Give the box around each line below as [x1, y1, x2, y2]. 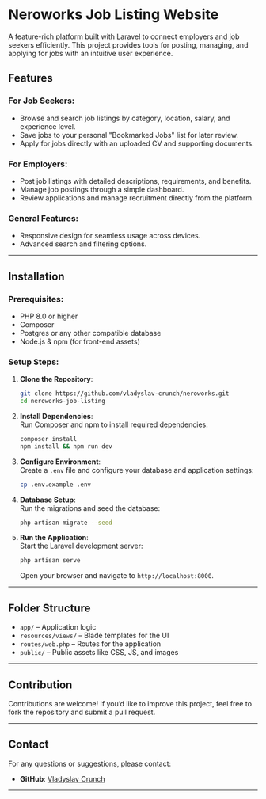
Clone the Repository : [19, 375, 93, 384]
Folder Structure [8, 601, 91, 614]
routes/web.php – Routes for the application [19, 639, 161, 649]
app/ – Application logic [19, 622, 97, 632]
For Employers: [8, 158, 68, 169]
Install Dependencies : [19, 411, 93, 420]
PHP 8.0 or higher [19, 311, 78, 321]
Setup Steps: [8, 356, 59, 367]
